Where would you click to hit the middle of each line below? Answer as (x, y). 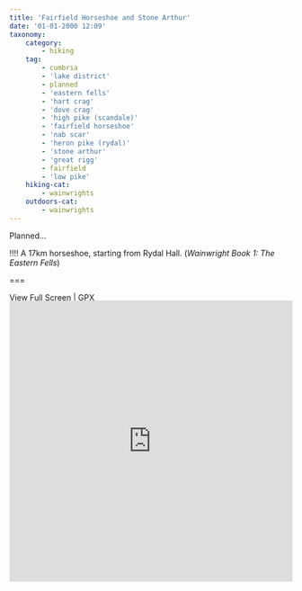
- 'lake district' (76, 76)
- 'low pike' (66, 176)
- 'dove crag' (68, 110)
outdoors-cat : (52, 202)
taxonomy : (28, 34)
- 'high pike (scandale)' (90, 118)
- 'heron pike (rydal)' (86, 143)
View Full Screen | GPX (52, 297)
